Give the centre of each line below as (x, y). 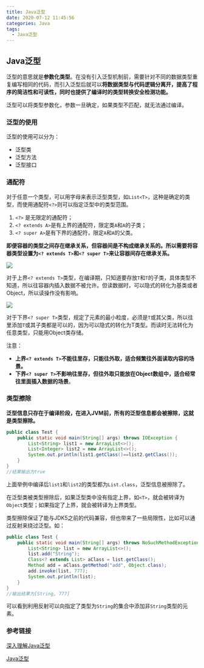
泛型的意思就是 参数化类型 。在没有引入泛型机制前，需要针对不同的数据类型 (99, 76)
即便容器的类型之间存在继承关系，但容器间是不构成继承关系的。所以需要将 (99, 245)
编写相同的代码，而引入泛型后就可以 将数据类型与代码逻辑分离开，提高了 (102, 84)
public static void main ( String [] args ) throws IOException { (97, 438)
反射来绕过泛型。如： (38, 525)
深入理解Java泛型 (28, 645)
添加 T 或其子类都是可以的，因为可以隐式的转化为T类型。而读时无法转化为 (102, 325)
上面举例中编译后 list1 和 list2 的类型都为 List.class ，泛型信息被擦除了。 (97, 484)
